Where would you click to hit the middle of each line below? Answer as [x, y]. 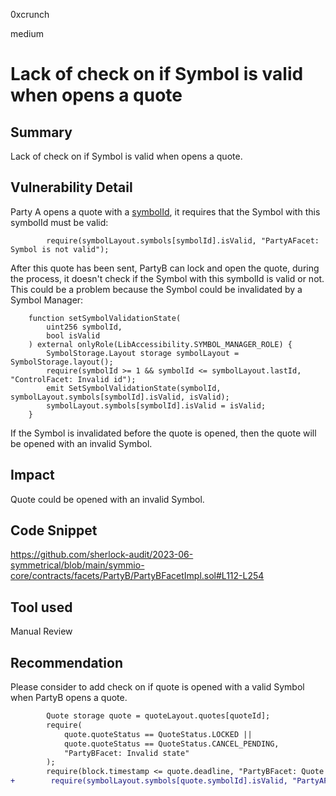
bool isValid [73, 335]
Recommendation [66, 662]
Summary [41, 132]
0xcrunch [30, 14]
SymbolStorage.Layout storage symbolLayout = [143, 353]
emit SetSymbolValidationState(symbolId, [134, 388]
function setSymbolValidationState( [105, 318]
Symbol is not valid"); [60, 249]
